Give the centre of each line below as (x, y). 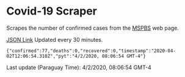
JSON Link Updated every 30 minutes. (55, 39)
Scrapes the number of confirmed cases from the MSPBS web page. (92, 28)
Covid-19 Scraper (52, 11)
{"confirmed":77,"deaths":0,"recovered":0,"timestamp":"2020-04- (91, 51)
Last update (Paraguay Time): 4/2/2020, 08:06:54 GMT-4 (79, 67)
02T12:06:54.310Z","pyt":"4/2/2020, (53, 56)
